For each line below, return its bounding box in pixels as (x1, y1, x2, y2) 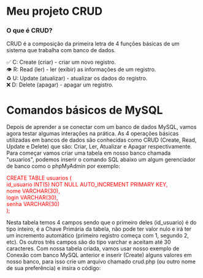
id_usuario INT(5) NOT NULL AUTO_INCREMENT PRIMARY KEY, (6, 181, 168, 188)
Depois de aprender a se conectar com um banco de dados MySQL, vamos (6, 123, 197, 131)
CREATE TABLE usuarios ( (6, 174, 72, 182)
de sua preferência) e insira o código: (6, 264, 101, 272)
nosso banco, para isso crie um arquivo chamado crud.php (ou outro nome (6, 258, 196, 265)
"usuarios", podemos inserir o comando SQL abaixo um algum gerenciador (6, 156, 196, 163)
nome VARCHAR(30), (6, 187, 60, 195)
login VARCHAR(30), (6, 194, 58, 201)
